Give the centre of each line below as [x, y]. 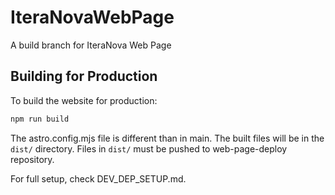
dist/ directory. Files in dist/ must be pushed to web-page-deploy [149, 148]
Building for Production [84, 76]
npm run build [40, 119]
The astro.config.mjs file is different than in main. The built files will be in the [167, 138]
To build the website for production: [84, 100]
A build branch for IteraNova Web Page [91, 45]
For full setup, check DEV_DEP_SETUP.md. [98, 178]
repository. [32, 159]
